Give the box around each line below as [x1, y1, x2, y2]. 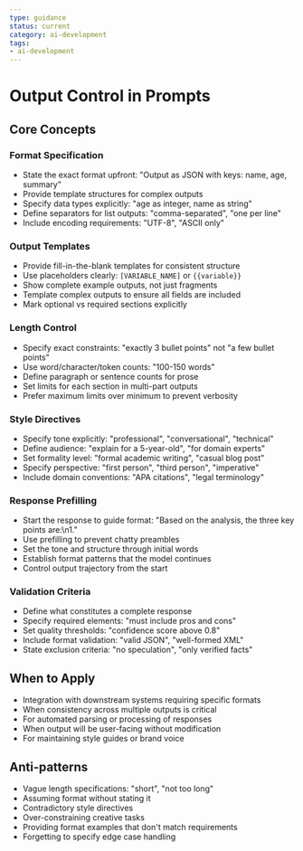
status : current [9, 22, 71, 31]
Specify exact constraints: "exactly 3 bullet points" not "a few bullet [22, 342, 275, 353]
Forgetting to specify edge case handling [22, 831, 176, 842]
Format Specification [9, 148, 104, 161]
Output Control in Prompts [9, 86, 211, 107]
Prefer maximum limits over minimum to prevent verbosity [22, 390, 238, 401]
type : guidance [9, 13, 67, 23]
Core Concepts [9, 121, 97, 137]
